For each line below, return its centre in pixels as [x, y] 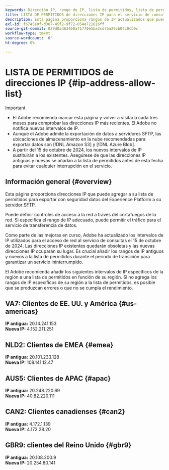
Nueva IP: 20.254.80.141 [30, 462]
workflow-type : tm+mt [28, 33]
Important [15, 108]
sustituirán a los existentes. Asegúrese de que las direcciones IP [79, 155]
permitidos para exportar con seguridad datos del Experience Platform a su [83, 199]
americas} [22, 311]
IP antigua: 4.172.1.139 [28, 424]
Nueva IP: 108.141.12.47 [29, 362]
